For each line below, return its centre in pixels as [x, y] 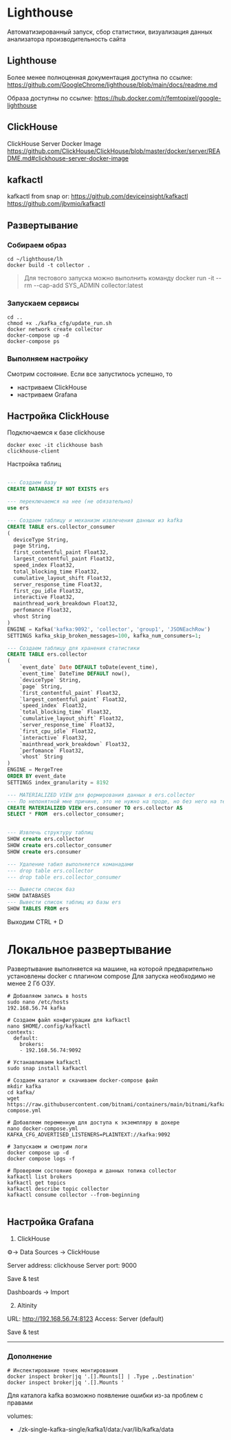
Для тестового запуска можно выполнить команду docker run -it [119, 278]
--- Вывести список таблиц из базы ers [64, 902]
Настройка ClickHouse [58, 416]
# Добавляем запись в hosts [47, 996]
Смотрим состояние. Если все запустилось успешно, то [90, 374]
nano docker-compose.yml [43, 1128]
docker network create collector [55, 330]
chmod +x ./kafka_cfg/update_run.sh [59, 324]
